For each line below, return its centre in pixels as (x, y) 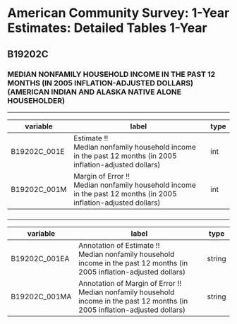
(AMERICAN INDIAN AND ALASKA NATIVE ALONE (95, 92)
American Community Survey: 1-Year (119, 13)
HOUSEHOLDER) (36, 100)
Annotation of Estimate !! (119, 245)
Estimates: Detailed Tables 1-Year (107, 28)
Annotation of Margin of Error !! (130, 283)
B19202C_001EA (40, 258)
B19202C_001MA (41, 296)
